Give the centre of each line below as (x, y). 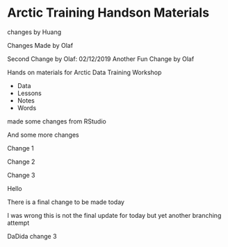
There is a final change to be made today (66, 202)
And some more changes (43, 135)
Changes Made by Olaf (40, 45)
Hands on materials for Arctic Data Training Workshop (84, 72)
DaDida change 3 (32, 236)
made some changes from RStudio (57, 121)
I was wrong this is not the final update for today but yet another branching (114, 215)
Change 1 (21, 148)
